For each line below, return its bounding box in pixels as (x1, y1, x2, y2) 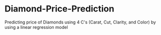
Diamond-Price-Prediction (4, 3, 115, 14)
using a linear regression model (4, 24, 68, 30)
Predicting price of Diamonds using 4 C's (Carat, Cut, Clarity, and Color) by (4, 19, 156, 25)
